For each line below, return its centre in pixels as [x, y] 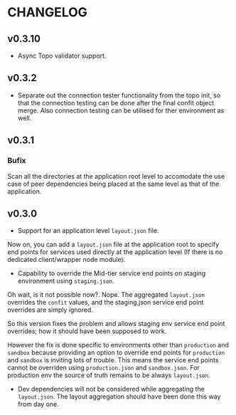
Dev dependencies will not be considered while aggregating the [111, 389]
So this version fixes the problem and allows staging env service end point [116, 324]
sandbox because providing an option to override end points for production [116, 352]
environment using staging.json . [66, 281]
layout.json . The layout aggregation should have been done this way [119, 396]
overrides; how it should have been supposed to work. [87, 331]
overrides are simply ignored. [50, 310]
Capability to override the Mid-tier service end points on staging [112, 273]
